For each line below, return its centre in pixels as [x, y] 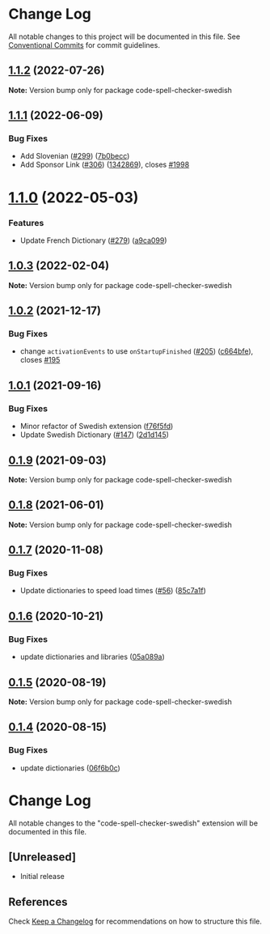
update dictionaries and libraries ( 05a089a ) [93, 657]
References [38, 902]
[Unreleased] [42, 857]
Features [26, 223]
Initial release [42, 877]
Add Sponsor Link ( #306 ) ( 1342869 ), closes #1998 [105, 165]
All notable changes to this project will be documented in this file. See [124, 36]
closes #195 [40, 360]
